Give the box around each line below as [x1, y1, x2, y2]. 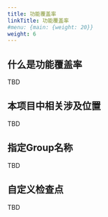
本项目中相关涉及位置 [7, 100, 101, 112]
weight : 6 [7, 30, 37, 38]
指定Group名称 [7, 142, 73, 154]
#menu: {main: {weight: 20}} [7, 23, 94, 31]
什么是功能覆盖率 [7, 58, 82, 70]
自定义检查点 [7, 184, 64, 196]
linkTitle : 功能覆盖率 [7, 17, 70, 24]
